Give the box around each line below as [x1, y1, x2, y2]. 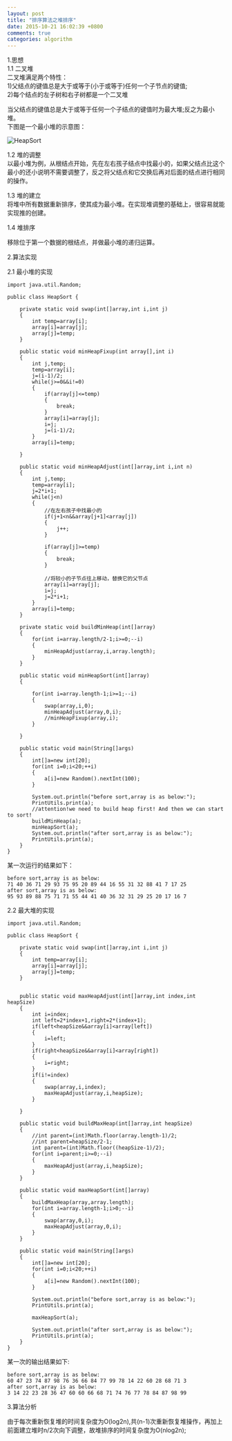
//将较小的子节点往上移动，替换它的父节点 [43, 575, 148, 582]
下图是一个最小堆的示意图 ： [7, 123, 86, 131]
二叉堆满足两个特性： [7, 73, 68, 82]
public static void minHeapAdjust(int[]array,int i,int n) [19, 464, 193, 471]
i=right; [43, 1060, 70, 1067]
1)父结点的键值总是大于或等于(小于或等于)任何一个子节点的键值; [7, 82, 188, 90]
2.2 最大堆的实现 [7, 906, 55, 915]
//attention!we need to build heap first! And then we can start [32, 805, 224, 813]
